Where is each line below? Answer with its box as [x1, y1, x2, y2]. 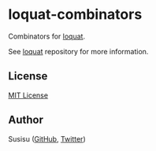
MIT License [8, 90, 49, 100]
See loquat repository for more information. [8, 46, 149, 56]
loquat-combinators [8, 6, 143, 24]
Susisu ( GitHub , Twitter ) [8, 134, 86, 143]
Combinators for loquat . [8, 31, 85, 41]
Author [8, 113, 43, 127]
